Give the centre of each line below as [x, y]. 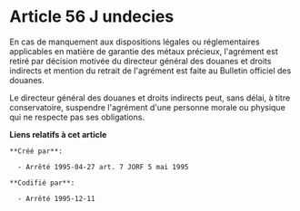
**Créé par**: [36, 151]
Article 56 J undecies [92, 17]
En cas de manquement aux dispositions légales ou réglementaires [135, 42]
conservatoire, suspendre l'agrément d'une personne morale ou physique [148, 107]
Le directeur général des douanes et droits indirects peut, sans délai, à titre [150, 98]
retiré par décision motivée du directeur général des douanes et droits [140, 61]
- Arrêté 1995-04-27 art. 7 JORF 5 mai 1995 [103, 167]
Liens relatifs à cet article [58, 134]
